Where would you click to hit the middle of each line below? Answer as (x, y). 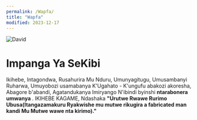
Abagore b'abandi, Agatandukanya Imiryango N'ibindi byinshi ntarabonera (97, 92)
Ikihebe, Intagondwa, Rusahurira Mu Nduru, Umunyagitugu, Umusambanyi (97, 80)
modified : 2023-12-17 (33, 22)
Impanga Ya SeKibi (53, 63)
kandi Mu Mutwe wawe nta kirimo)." (51, 111)
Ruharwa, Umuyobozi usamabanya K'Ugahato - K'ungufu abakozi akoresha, (99, 86)
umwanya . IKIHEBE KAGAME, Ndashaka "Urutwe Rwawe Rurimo (87, 99)
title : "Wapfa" (25, 17)
